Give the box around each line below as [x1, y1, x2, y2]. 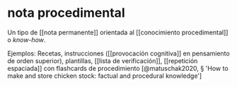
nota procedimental [7, 5, 125, 21]
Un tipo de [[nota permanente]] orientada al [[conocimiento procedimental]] [7, 28, 229, 36]
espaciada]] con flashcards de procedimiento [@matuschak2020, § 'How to [7, 64, 229, 72]
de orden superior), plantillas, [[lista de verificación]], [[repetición [7, 56, 198, 65]
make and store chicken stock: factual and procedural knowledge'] [7, 72, 202, 80]
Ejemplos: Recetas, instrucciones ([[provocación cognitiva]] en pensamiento [7, 49, 230, 58]
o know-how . [7, 35, 46, 43]
